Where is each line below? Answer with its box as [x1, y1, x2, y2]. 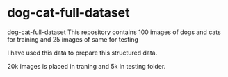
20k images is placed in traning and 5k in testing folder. [7, 62, 166, 70]
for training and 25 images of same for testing [7, 35, 139, 43]
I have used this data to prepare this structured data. [7, 49, 158, 57]
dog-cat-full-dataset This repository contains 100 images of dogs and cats [7, 28, 221, 36]
